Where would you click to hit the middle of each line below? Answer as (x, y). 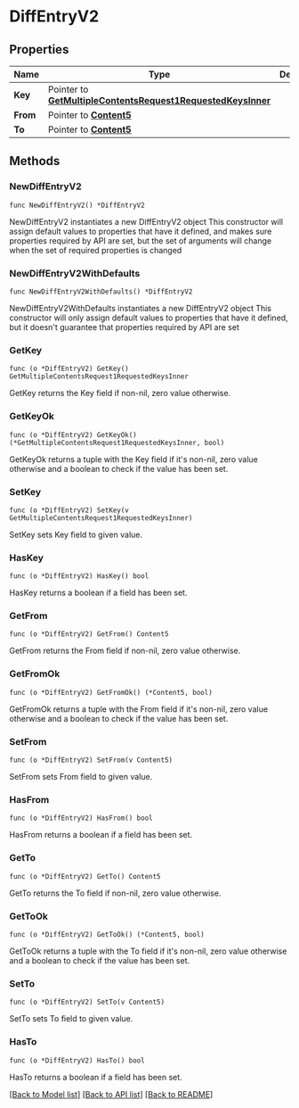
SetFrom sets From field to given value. (81, 777)
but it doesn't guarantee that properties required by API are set (125, 327)
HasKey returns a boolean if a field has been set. (98, 593)
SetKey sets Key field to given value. (76, 534)
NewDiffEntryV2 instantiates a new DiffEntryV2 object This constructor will (146, 221)
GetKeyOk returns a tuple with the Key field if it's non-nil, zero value (133, 459)
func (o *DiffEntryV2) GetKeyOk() (73, 434)
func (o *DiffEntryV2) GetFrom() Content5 (89, 634)
